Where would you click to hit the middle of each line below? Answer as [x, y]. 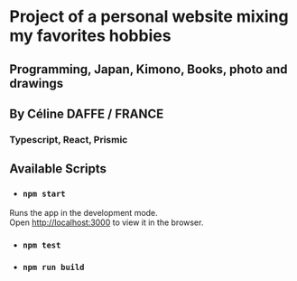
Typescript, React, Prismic [69, 139]
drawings [37, 83]
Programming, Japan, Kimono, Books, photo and [148, 69]
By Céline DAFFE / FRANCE [87, 113]
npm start [44, 194]
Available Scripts [58, 169]
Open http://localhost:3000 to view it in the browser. [107, 222]
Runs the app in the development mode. [84, 212]
